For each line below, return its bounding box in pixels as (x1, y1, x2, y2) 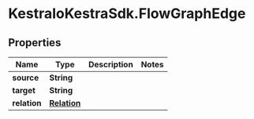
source (12, 72, 39, 83)
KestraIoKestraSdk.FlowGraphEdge (8, 5, 246, 23)
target (12, 85, 35, 96)
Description (88, 59, 134, 70)
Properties (8, 36, 62, 49)
